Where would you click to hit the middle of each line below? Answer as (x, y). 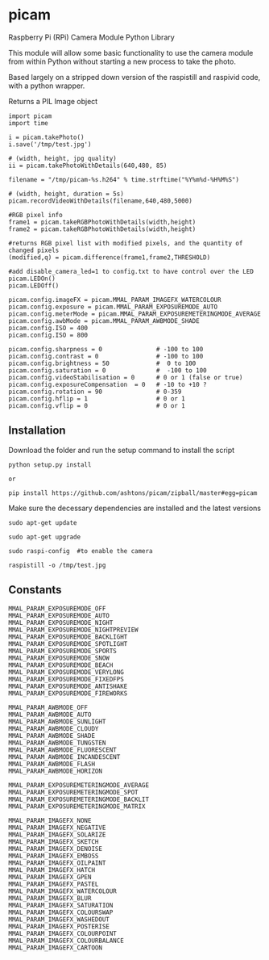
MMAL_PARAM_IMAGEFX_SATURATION (61, 905)
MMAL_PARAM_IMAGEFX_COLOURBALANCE (66, 941)
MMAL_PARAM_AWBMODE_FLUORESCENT (62, 750)
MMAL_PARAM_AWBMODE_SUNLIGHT (57, 721)
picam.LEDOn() (32, 279)
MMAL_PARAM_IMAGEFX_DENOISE (56, 849)
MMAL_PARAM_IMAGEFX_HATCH (52, 870)
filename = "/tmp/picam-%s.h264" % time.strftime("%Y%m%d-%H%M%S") (124, 179)
